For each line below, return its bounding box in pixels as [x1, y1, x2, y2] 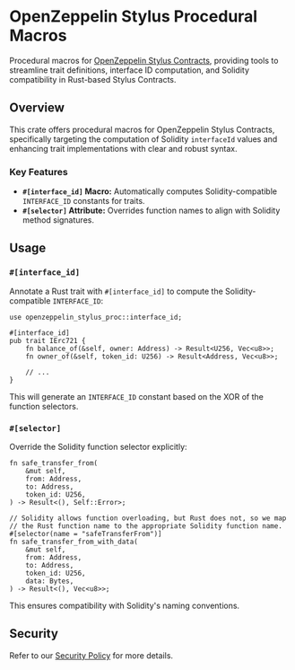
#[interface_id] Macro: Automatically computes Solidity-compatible [22, 186, 278, 197]
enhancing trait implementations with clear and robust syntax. [9, 143, 238, 154]
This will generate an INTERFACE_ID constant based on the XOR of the [9, 391, 265, 401]
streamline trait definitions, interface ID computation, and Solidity [9, 65, 249, 75]
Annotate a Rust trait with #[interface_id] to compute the [9, 286, 224, 296]
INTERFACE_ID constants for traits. [22, 196, 145, 207]
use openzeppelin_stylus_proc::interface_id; [9, 313, 182, 322]
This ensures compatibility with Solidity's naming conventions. [9, 600, 240, 612]
